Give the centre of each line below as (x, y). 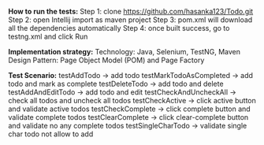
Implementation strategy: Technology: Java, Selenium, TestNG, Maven (124, 52)
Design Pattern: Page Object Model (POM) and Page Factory (106, 60)
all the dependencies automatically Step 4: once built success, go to (119, 28)
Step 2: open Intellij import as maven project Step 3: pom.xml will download (130, 20)
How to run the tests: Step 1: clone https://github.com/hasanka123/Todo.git (131, 11)
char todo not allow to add (51, 134)
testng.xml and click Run (48, 36)
